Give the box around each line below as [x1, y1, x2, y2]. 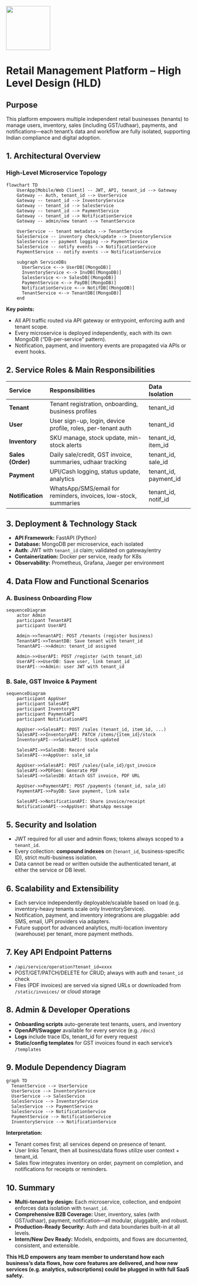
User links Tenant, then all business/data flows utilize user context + [14, 1147, 180, 1154]
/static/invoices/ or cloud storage [14, 988, 101, 995]
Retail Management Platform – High [6, 64, 182, 78]
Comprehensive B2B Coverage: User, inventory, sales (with [14, 1211, 160, 1218]
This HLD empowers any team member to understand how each [6, 1253, 165, 1260]
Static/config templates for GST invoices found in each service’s [14, 1039, 173, 1046]
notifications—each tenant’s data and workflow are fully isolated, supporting [6, 128, 191, 134]
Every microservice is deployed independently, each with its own [14, 329, 172, 337]
